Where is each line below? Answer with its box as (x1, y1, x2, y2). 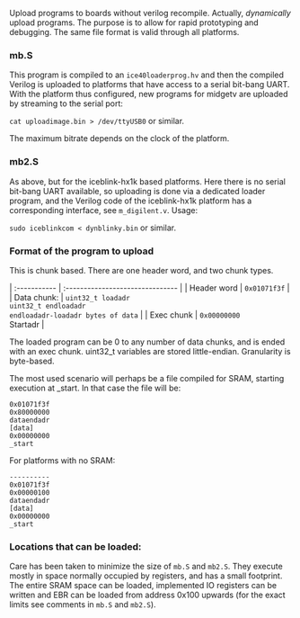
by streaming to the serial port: (9, 98, 124, 109)
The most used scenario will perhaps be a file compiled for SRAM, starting (9, 372, 285, 383)
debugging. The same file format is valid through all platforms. (9, 27, 240, 37)
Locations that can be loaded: (9, 540, 142, 552)
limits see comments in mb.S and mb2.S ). (9, 599, 156, 610)
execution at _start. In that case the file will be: (9, 382, 181, 393)
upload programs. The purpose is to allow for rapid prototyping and (9, 17, 259, 28)
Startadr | (9, 318, 45, 329)
